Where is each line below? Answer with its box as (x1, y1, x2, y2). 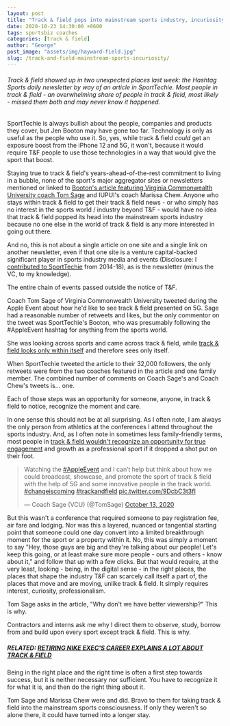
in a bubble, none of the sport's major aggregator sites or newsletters (7, 176, 203, 184)
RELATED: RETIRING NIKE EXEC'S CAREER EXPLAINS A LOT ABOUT (7, 644, 204, 652)
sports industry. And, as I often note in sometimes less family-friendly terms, (7, 430, 222, 438)
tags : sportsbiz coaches (7, 29, 78, 36)
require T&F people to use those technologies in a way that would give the (7, 148, 216, 157)
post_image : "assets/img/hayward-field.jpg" (7, 49, 136, 56)
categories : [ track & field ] (7, 36, 90, 43)
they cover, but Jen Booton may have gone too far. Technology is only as (7, 126, 213, 135)
